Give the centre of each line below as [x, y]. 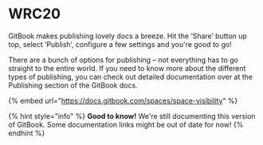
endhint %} [27, 133]
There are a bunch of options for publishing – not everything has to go [124, 60]
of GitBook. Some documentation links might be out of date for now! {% [126, 124]
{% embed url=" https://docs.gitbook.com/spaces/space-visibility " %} [123, 100]
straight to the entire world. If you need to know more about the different [127, 68]
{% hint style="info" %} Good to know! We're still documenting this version [132, 116]
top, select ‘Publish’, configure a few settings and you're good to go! [120, 44]
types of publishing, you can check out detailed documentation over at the [131, 76]
